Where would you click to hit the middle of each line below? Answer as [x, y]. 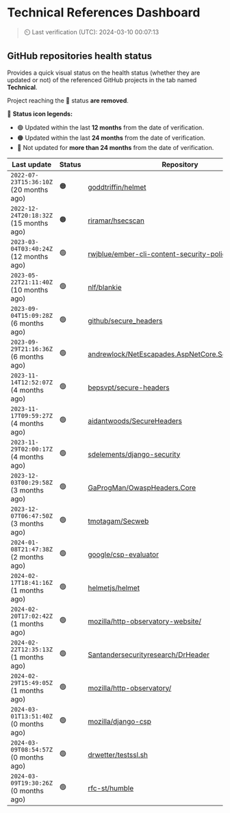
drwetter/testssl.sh [118, 755]
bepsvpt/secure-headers [129, 387]
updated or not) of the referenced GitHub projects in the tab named [102, 79]
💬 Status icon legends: [40, 114]
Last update [32, 164]
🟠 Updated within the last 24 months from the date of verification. [111, 138]
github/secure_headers [125, 321]
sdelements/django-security [134, 454]
